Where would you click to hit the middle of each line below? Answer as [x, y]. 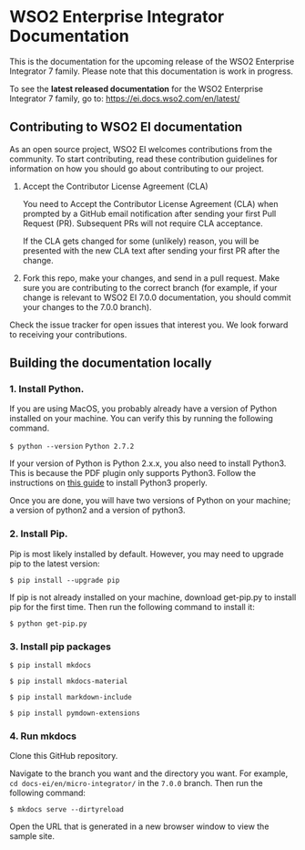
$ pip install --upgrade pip [65, 580]
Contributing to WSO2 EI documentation [126, 127]
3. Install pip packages [61, 647]
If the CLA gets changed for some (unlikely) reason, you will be [141, 241]
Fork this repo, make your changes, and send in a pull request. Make [151, 278]
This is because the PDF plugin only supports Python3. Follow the [133, 473]
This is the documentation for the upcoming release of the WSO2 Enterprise [152, 61]
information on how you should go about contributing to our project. [137, 168]
